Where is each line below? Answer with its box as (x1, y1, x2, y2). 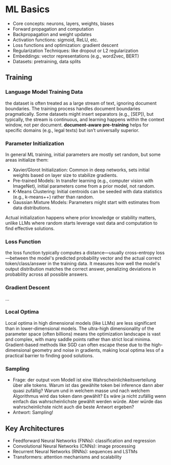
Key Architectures (5, 424, 65, 433)
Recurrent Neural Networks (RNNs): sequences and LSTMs (12, 448, 138, 454)
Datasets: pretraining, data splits (12, 58, 81, 64)
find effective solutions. (5, 225, 55, 231)
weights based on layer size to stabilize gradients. (12, 172, 118, 178)
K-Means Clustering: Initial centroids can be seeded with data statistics (12, 188, 162, 194)
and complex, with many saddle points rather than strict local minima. (5, 336, 152, 342)
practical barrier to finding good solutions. (5, 352, 94, 358)
